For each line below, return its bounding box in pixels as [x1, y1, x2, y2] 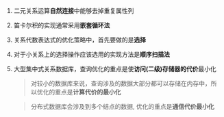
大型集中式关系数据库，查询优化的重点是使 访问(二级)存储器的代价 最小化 [13, 65, 217, 73]
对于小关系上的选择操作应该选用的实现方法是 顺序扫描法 [13, 51, 170, 58]
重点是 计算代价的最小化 [54, 88, 121, 96]
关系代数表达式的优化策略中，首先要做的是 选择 [13, 36, 146, 44]
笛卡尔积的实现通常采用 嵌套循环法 [13, 21, 110, 29]
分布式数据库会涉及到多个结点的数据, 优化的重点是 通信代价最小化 [30, 103, 214, 110]
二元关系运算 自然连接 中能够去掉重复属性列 [13, 7, 134, 14]
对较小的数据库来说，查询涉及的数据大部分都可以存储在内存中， [30, 79, 211, 88]
